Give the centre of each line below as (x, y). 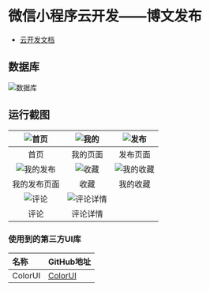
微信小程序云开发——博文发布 (105, 16)
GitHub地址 (69, 262)
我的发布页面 (36, 184)
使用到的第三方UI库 (45, 240)
